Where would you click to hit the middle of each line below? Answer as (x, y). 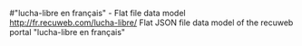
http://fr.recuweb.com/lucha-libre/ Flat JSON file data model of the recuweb (151, 23)
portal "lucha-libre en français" (67, 32)
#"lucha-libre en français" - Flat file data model (97, 13)
